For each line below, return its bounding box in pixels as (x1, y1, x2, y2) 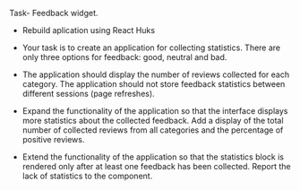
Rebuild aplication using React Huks (21, 25, 155, 35)
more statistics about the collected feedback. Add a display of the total (21, 116, 284, 125)
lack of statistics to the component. (21, 170, 153, 181)
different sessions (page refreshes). (21, 89, 155, 99)
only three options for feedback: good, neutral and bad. (21, 52, 227, 62)
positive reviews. (21, 134, 85, 144)
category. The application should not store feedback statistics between (21, 79, 286, 89)
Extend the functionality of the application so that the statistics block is (21, 151, 285, 162)
